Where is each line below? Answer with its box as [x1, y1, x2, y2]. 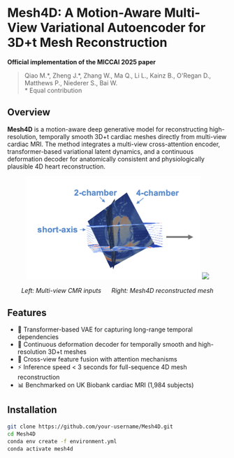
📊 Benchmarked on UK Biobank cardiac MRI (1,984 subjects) [17, 381, 194, 389]
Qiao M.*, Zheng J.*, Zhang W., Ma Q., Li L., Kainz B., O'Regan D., [24, 71, 212, 80]
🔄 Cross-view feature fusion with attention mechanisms [17, 355, 177, 364]
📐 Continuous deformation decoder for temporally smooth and [17, 341, 197, 349]
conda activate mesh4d [7, 445, 73, 452]
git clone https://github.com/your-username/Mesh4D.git [7, 423, 173, 430]
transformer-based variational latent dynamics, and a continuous [7, 147, 194, 155]
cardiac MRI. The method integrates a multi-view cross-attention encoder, [7, 140, 221, 148]
